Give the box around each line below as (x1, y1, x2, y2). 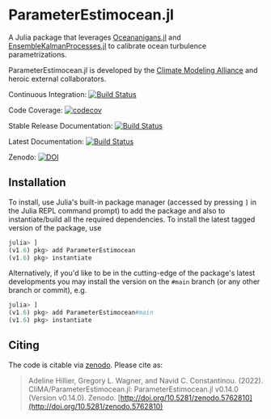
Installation (8, 176, 66, 189)
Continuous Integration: (8, 89, 87, 99)
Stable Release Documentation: (8, 121, 113, 130)
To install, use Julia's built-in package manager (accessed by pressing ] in (8, 197, 257, 207)
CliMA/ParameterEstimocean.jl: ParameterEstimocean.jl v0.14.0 (28, 384, 239, 394)
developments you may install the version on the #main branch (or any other (8, 277, 260, 286)
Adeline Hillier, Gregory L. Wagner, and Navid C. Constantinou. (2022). (28, 375, 264, 385)
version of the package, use (8, 222, 102, 232)
